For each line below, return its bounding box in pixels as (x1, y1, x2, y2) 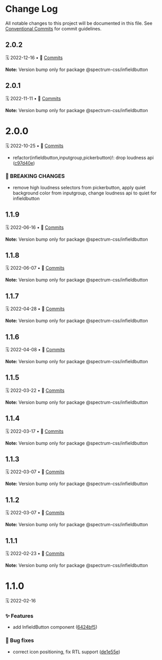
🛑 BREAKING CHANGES (5, 173, 65, 180)
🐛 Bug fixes (5, 637, 34, 644)
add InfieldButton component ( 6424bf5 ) (12, 624, 97, 630)
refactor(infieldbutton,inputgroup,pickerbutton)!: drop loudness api (12, 154, 154, 160)
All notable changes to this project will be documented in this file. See (5, 20, 153, 26)
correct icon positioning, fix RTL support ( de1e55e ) (12, 649, 120, 655)
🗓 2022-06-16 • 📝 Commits (5, 224, 64, 230)
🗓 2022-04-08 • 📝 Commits (5, 347, 65, 353)
